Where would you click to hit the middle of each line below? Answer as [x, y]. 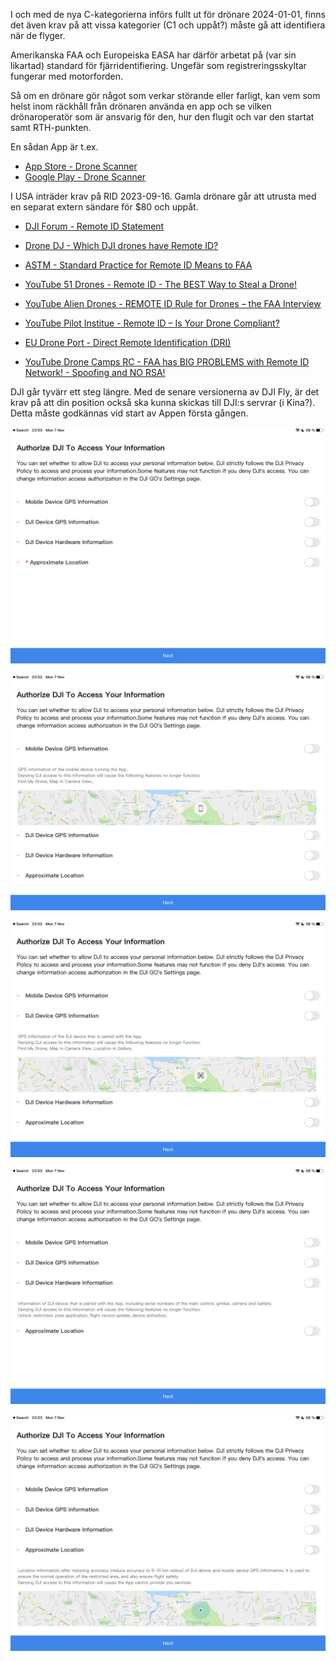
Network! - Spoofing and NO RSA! [95, 372]
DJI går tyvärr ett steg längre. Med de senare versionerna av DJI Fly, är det [165, 392]
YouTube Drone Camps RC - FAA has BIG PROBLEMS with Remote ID [167, 362]
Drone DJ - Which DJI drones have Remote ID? [121, 245]
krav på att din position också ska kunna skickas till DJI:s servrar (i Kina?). [163, 402]
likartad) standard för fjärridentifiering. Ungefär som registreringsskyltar [158, 65]
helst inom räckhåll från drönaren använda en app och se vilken [141, 106]
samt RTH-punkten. [51, 127]
